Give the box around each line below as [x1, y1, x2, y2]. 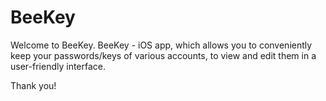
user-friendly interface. [10, 60, 107, 72]
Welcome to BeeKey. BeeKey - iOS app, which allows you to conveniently [10, 39, 313, 51]
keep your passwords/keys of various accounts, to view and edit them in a [10, 49, 317, 61]
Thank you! [10, 79, 57, 91]
